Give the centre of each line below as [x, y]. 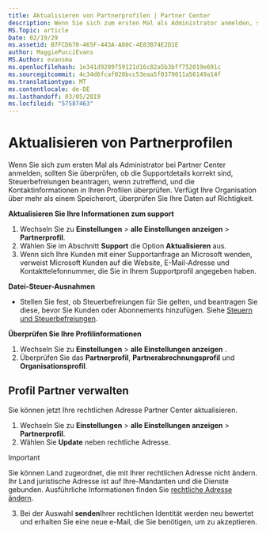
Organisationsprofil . [53, 366]
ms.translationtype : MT [47, 81]
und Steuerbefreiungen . [59, 319]
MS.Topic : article [38, 30]
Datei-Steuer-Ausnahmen [52, 286]
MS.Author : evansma [40, 60]
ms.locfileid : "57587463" [51, 104]
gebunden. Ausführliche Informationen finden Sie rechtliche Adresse [120, 489]
